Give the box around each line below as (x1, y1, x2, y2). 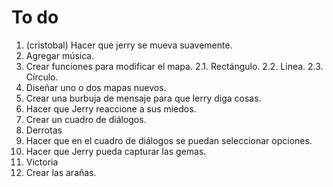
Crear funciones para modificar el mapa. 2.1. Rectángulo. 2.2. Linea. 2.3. (25, 60, 324, 72)
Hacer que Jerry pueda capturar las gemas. (25, 145, 207, 157)
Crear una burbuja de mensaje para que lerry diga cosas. (25, 92, 262, 104)
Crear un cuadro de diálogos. (25, 113, 147, 125)
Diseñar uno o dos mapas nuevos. (25, 81, 167, 93)
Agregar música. (25, 49, 95, 61)
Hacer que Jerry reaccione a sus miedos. (25, 102, 197, 115)
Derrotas (25, 124, 63, 136)
